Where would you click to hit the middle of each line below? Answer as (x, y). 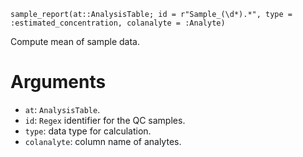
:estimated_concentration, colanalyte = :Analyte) (118, 23)
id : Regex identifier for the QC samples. (105, 120)
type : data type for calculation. (88, 131)
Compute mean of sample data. (75, 41)
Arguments (58, 82)
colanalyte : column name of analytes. (103, 141)
